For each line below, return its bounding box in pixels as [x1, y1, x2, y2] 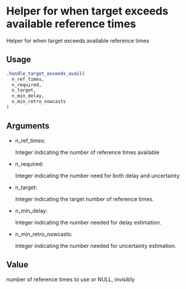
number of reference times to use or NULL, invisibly [6, 276, 135, 283]
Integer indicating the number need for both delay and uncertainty [14, 172, 180, 179]
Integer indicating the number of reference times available [14, 148, 160, 156]
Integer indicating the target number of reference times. [14, 195, 154, 203]
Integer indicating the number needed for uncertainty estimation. [14, 242, 177, 249]
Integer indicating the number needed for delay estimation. [14, 218, 162, 226]
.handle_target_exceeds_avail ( [6, 71, 85, 77]
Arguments [6, 121, 50, 131]
